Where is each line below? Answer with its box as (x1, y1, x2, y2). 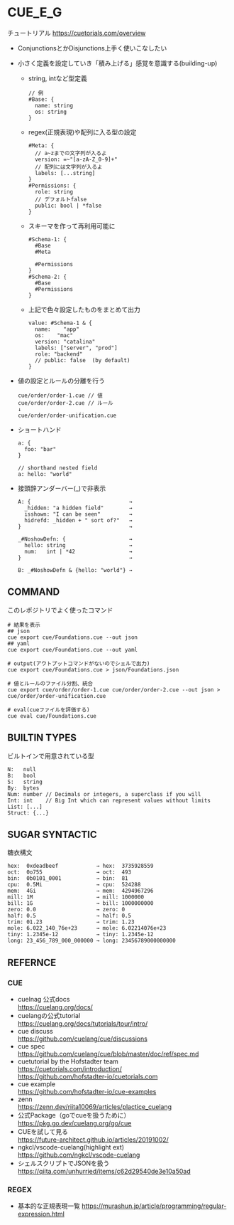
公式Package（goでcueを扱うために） (17, 1111, 130, 1120)
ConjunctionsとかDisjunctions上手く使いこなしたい (17, 43, 167, 52)
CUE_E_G (7, 4, 62, 21)
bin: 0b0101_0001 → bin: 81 (7, 875, 129, 882)
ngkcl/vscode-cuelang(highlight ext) (17, 1143, 125, 1152)
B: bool (7, 772, 37, 779)
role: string (34, 188, 73, 196)
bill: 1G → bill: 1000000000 (7, 900, 154, 907)
